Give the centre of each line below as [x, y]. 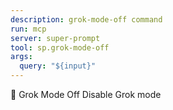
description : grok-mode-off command [86, 19]
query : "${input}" [58, 66]
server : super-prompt [55, 38]
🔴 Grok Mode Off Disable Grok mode [86, 94]
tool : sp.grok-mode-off [60, 47]
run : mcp [28, 29]
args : [21, 57]
